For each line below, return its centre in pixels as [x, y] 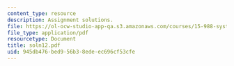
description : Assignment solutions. [60, 20]
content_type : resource [42, 13]
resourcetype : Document [42, 39]
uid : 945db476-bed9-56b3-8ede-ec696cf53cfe [71, 52]
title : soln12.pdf [34, 45]
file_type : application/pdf [48, 33]
